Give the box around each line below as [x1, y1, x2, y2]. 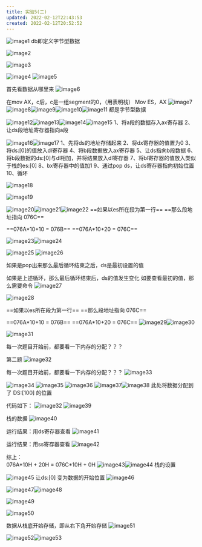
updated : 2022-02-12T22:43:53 [6, 15, 83, 21]
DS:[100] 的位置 [13, 389, 53, 397]
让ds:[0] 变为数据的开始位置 [35, 474, 105, 482]
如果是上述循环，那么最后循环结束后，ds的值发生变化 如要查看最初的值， [6, 274, 189, 282]
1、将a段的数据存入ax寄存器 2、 [114, 119, 194, 126]
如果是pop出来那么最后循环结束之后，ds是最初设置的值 [6, 262, 144, 269]
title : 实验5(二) [6, 8, 47, 15]
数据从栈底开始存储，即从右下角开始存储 [6, 522, 107, 529]
